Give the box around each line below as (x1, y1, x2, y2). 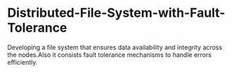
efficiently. (7, 58, 38, 66)
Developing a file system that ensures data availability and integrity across (7, 43, 223, 51)
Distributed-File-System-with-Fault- (7, 5, 226, 21)
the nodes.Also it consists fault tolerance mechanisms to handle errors (7, 51, 212, 59)
